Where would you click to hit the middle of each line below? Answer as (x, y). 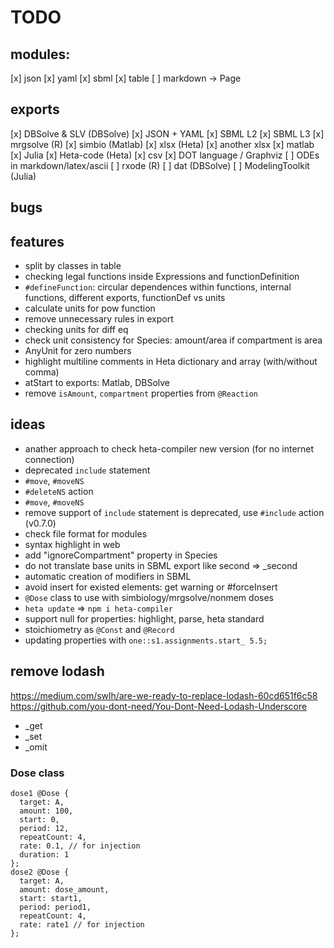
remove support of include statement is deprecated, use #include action (174, 512)
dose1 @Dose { (40, 793)
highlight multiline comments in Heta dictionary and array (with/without (171, 362)
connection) (49, 459)
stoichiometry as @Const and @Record (99, 629)
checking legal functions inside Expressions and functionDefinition (162, 277)
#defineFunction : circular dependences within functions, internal (158, 287)
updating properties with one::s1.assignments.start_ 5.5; (146, 640)
